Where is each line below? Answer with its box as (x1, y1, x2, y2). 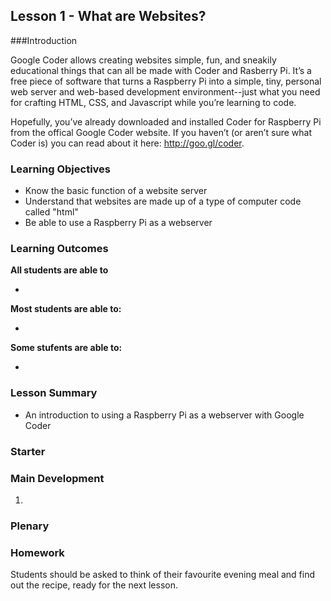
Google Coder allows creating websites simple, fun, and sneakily (10, 54, 277, 66)
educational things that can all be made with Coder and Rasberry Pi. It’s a (10, 64, 312, 76)
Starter (10, 444, 46, 458)
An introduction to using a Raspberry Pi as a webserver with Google (24, 409, 305, 421)
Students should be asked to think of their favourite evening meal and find (10, 569, 316, 581)
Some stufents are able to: (10, 342, 123, 354)
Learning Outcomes (10, 242, 109, 256)
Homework (10, 545, 65, 559)
